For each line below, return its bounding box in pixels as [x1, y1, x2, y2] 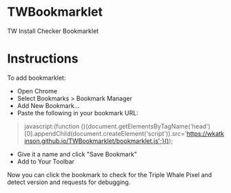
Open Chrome [17, 87, 57, 95]
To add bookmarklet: [7, 73, 66, 82]
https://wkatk [186, 129, 225, 137]
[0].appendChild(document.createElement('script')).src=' [23, 129, 188, 137]
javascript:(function [23, 122, 80, 130]
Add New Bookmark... [17, 101, 80, 110]
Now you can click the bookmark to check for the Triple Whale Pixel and [7, 170, 212, 179]
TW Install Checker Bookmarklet [7, 27, 99, 35]
